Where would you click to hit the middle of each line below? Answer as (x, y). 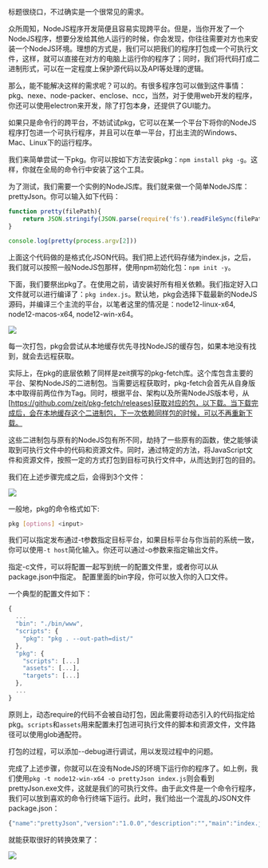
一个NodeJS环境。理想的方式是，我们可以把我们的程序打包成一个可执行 (133, 49)
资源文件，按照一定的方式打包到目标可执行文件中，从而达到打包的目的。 (141, 460)
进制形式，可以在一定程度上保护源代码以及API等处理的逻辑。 (108, 69)
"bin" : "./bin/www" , (49, 624)
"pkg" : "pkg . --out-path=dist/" (78, 638)
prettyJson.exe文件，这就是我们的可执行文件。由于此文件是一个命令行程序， (134, 788)
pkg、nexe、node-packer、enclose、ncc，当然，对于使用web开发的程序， (132, 95)
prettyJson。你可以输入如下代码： (65, 196)
